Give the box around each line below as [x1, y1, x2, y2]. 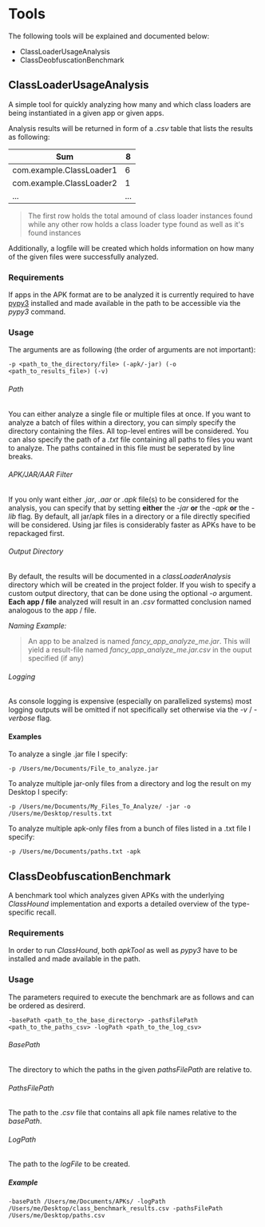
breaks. [8, 451, 34, 461]
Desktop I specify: [8, 788, 68, 797]
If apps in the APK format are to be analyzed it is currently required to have [8, 290, 255, 300]
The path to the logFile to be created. [8, 1159, 130, 1169]
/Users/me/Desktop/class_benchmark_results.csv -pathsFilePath [8, 1205, 223, 1213]
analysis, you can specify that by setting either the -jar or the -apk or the [8, 502, 250, 512]
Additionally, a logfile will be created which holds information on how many [8, 243, 255, 252]
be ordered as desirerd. [8, 1000, 86, 1011]
